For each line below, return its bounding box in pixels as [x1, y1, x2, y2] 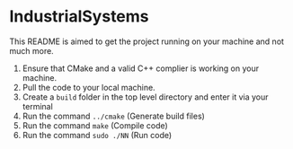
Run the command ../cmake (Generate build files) [22, 110, 205, 121]
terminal [22, 101, 54, 111]
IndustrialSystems [9, 6, 150, 27]
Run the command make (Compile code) [22, 119, 168, 131]
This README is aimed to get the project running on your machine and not [9, 36, 285, 47]
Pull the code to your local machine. [22, 82, 155, 92]
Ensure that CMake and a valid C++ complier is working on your [22, 63, 260, 74]
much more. [9, 45, 54, 56]
